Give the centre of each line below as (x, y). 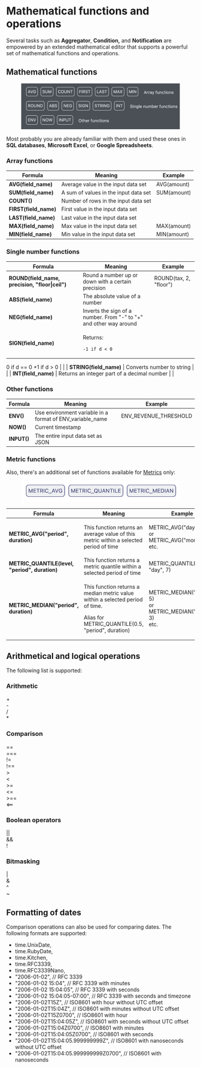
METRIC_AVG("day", (174, 527)
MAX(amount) (174, 226)
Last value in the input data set (99, 217)
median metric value (109, 593)
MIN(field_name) (30, 234)
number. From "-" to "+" (113, 317)
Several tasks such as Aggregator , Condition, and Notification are (89, 40)
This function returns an (113, 527)
